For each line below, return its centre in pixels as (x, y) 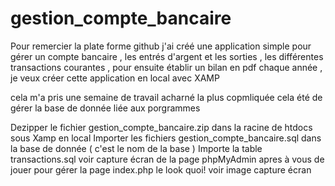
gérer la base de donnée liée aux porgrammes (105, 108)
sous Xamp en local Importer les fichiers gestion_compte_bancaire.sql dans (166, 138)
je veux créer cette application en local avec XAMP (115, 78)
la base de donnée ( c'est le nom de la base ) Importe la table (136, 148)
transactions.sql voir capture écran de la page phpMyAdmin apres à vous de (167, 159)
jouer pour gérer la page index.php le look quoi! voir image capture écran (161, 169)
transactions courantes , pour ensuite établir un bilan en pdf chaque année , (166, 67)
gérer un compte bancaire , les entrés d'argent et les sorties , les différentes (167, 56)
